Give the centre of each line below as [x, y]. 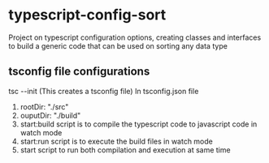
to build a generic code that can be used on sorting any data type [118, 45]
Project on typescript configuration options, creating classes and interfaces [135, 37]
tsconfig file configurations [79, 72]
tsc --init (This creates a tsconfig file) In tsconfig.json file [104, 91]
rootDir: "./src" [44, 106]
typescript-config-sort [87, 15]
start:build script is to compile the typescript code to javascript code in [139, 124]
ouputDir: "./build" [50, 115]
